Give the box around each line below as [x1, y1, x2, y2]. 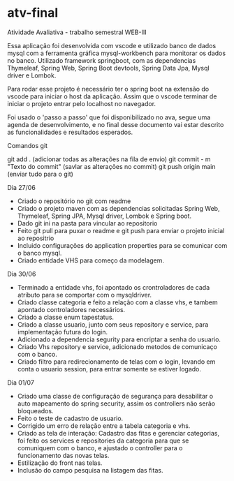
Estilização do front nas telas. [17, 459, 103, 467]
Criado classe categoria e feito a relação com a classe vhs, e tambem [17, 298, 218, 306]
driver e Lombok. [7, 71, 57, 80]
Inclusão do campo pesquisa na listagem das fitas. [17, 466, 163, 474]
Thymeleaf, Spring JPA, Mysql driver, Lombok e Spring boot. [17, 212, 192, 220]
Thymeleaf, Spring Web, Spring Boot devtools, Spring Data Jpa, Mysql [7, 64, 210, 72]
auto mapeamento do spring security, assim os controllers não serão [17, 399, 215, 408]
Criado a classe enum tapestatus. [17, 313, 114, 321]
